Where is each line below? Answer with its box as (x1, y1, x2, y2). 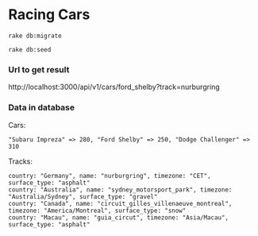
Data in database (8, 102, 75, 113)
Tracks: (8, 157, 33, 166)
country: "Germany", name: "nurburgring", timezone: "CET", (8, 172, 212, 180)
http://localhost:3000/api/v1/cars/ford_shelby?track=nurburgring (8, 82, 220, 92)
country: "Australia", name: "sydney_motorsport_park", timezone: (8, 185, 233, 194)
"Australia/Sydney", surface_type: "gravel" (8, 192, 158, 200)
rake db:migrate (8, 32, 62, 40)
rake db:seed (8, 45, 52, 53)
